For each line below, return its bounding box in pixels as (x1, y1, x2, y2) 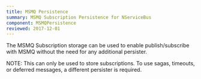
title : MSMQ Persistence (6, 8, 68, 15)
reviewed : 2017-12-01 (6, 25, 61, 32)
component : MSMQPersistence (6, 20, 77, 26)
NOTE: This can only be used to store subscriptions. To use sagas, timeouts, (6, 60, 195, 67)
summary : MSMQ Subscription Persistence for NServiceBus (6, 14, 152, 20)
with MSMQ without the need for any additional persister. (6, 48, 148, 56)
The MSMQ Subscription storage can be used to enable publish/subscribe (6, 42, 190, 49)
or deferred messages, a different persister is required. (6, 66, 142, 74)
